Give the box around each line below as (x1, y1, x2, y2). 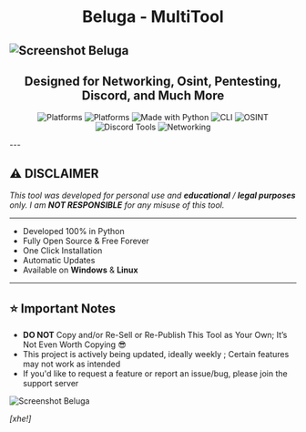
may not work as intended (22, 358, 121, 370)
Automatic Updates (22, 255, 96, 266)
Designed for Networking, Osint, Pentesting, (24, 73, 282, 88)
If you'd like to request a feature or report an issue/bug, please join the (22, 368, 289, 379)
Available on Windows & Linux (22, 264, 138, 275)
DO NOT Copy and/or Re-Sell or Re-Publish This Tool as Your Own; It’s (22, 330, 288, 341)
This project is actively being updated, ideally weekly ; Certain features (22, 349, 290, 360)
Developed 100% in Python (22, 226, 125, 237)
